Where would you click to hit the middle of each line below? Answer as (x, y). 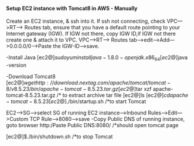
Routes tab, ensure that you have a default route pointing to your (102, 28)
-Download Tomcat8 (31, 77)
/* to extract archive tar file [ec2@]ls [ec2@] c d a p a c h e (122, 95)
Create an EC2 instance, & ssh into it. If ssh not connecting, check (86, 21)
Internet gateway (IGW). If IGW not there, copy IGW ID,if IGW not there (91, 34)
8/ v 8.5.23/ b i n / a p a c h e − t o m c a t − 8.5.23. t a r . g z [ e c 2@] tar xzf (79, 89)
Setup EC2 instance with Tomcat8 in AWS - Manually (72, 8)
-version (16, 65)
